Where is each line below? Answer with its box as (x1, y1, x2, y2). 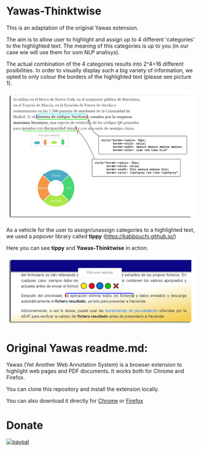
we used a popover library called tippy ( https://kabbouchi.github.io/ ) (6, 233, 176, 240)
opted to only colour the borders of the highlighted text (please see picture (6, 73, 191, 80)
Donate (6, 418, 43, 432)
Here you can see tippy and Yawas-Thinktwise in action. (6, 244, 149, 252)
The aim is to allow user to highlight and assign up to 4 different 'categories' (6, 36, 195, 43)
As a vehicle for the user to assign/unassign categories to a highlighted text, (6, 226, 195, 234)
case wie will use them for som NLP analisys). (6, 48, 120, 55)
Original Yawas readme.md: (6, 341, 148, 355)
